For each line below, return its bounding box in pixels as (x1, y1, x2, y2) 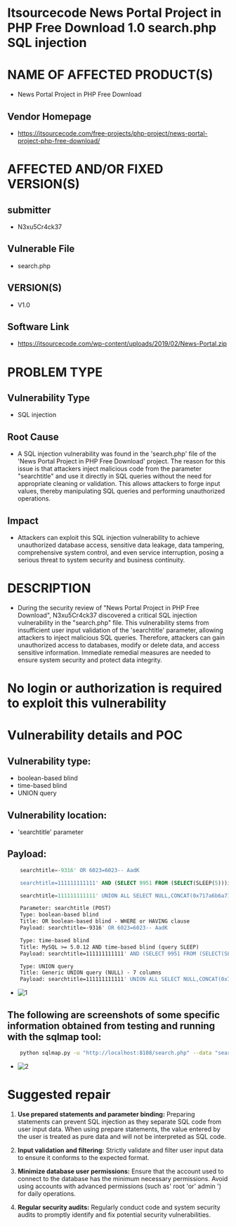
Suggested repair (7, 1087, 111, 1102)
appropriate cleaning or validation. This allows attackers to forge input (17, 480, 221, 488)
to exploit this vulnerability (7, 695, 167, 711)
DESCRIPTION (7, 581, 91, 596)
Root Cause (7, 430, 60, 443)
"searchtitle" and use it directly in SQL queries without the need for (17, 472, 212, 480)
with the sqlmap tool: (7, 1031, 102, 1043)
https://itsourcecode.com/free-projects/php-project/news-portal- (17, 128, 208, 138)
